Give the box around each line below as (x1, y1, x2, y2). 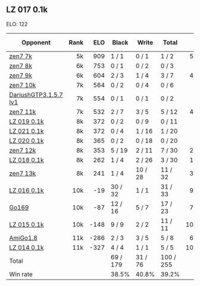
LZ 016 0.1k (9, 186, 44, 195)
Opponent (21, 38, 51, 46)
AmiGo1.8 (9, 234, 37, 242)
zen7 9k (9, 71, 33, 80)
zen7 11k (9, 107, 36, 116)
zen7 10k (9, 81, 36, 89)
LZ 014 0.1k (9, 243, 44, 252)
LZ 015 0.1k (9, 220, 44, 228)
